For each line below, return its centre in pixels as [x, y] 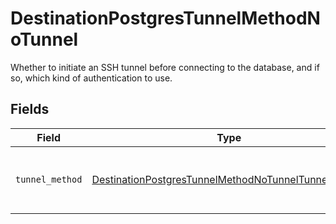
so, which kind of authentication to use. [91, 78]
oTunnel [44, 39]
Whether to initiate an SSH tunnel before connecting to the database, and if [165, 67]
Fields [30, 109]
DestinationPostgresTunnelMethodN [165, 18]
